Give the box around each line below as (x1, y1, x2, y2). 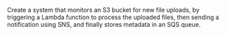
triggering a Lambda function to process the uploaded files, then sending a (7, 13, 220, 21)
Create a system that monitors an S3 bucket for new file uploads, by (7, 6, 200, 14)
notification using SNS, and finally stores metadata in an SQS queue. (7, 21, 201, 28)
